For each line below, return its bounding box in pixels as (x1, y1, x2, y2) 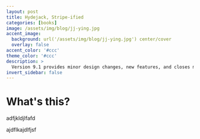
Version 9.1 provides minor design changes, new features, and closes (11, 64, 190, 70)
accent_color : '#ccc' (6, 48, 60, 53)
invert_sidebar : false (6, 69, 62, 75)
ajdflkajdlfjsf (6, 126, 37, 134)
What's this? (6, 95, 70, 109)
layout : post (6, 8, 39, 15)
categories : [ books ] (6, 20, 58, 26)
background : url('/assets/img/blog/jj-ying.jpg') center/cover (11, 36, 171, 42)
